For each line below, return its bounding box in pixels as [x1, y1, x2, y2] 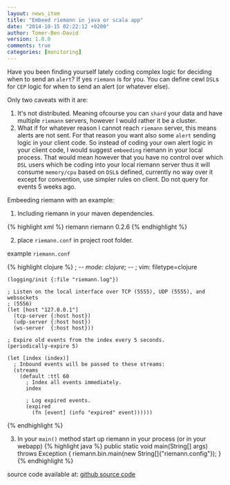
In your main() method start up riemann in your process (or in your [17, 435, 207, 443]
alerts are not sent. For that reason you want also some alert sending [17, 131, 216, 139]
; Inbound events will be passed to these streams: [13, 361, 166, 368]
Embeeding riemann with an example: [7, 196, 115, 204]
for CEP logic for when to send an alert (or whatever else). [7, 82, 171, 91]
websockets [7, 294, 39, 301]
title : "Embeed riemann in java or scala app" [7, 17, 144, 23]
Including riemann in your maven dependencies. [17, 209, 155, 218]
